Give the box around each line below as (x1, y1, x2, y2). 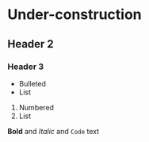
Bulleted (18, 79, 47, 88)
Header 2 (7, 37, 55, 51)
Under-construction (7, 6, 142, 24)
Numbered (18, 102, 55, 112)
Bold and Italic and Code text (7, 126, 100, 136)
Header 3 (7, 61, 44, 72)
